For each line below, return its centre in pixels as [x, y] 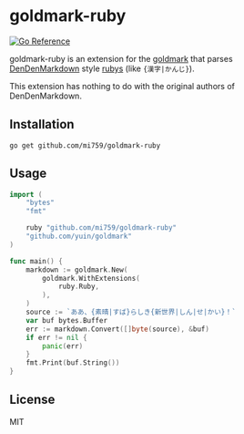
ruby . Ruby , [79, 287]
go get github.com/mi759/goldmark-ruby [85, 145]
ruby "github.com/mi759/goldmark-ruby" [102, 228]
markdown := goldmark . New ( [77, 270]
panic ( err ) [63, 346]
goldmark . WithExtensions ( [91, 278]
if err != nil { [57, 337]
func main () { [36, 261]
